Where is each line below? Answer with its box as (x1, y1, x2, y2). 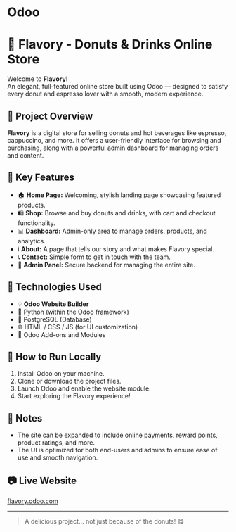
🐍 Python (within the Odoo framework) (17, 308, 130, 316)
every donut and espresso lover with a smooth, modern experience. (7, 89, 204, 99)
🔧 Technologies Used (7, 281, 102, 293)
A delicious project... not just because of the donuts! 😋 (24, 517, 185, 525)
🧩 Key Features (7, 172, 75, 184)
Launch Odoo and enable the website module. (17, 384, 151, 393)
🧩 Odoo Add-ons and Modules (17, 330, 106, 338)
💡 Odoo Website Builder (17, 300, 89, 308)
